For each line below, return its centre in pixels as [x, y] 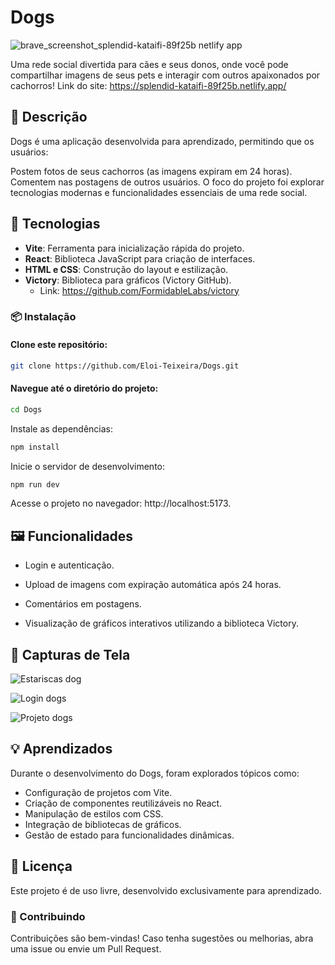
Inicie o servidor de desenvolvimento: [88, 466]
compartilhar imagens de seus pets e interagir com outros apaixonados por [165, 75]
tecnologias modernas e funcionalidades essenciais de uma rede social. [159, 192]
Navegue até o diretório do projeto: [84, 388]
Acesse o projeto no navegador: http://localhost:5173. [121, 503]
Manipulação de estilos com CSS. [94, 813]
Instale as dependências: [62, 428]
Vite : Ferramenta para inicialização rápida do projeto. [134, 248]
